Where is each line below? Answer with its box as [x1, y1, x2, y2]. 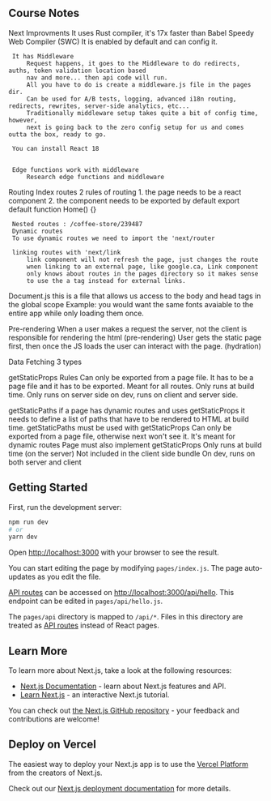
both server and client [8, 457, 83, 467]
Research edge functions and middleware [26, 173, 164, 181]
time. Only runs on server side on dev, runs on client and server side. [8, 389, 239, 400]
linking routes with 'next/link [11, 248, 121, 256]
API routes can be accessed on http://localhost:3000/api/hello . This [8, 588, 235, 598]
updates [8, 572, 36, 582]
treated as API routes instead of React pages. [8, 620, 159, 631]
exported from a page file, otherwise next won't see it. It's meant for [8, 431, 236, 441]
